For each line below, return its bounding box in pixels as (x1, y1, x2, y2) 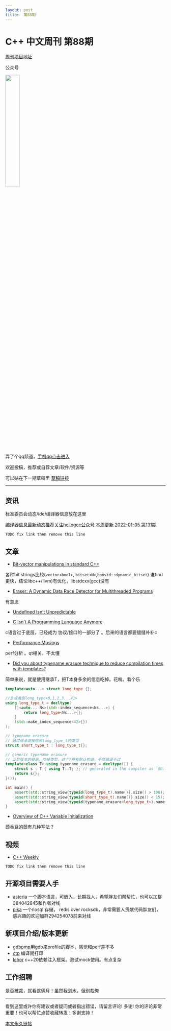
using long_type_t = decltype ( (5, 700, 72, 706)
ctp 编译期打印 (12, 950, 43, 956)
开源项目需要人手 (5, 879, 59, 888)
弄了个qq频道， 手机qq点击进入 (5, 453, 70, 460)
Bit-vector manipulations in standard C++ (12, 561, 100, 567)
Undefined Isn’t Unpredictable (12, 609, 76, 615)
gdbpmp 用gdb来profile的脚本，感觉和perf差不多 (12, 944, 115, 950)
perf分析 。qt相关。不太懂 (5, 650, 60, 657)
